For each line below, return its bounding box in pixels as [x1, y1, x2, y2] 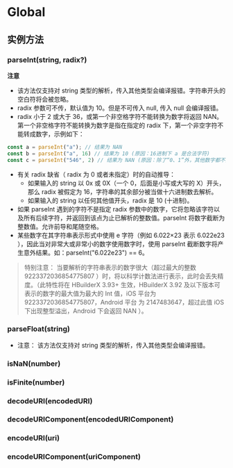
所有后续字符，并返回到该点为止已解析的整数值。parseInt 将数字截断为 [23, 213, 225, 222]
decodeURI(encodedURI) [7, 396, 93, 405]
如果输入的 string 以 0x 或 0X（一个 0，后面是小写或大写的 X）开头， [27, 179, 225, 187]
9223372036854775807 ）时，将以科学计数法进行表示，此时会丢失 [24, 272, 218, 280]
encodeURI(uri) [7, 433, 60, 443]
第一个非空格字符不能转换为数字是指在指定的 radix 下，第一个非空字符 [17, 121, 218, 129]
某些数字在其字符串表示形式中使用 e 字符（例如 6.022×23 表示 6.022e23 [17, 231, 225, 239]
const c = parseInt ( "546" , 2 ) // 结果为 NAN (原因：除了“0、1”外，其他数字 [7, 156, 216, 163]
